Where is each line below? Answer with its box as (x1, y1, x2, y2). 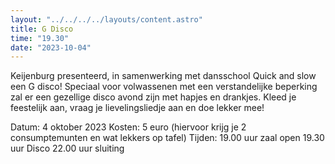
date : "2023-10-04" (10, 42, 92, 53)
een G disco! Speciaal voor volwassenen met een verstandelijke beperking (10, 81, 318, 93)
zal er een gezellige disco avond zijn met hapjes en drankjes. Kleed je (10, 91, 297, 103)
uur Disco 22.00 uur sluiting (10, 142, 125, 155)
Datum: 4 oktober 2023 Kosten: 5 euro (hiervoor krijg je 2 (10, 121, 247, 133)
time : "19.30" (10, 33, 70, 43)
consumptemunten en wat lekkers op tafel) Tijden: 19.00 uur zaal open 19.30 (10, 132, 325, 144)
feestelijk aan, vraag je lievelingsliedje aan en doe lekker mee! (10, 102, 265, 114)
